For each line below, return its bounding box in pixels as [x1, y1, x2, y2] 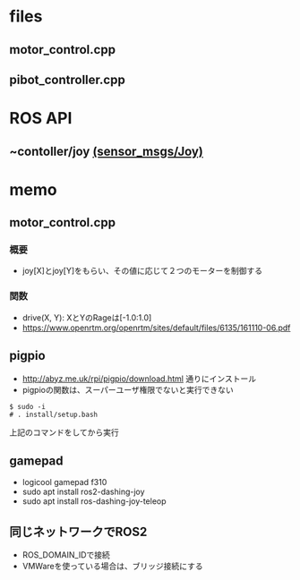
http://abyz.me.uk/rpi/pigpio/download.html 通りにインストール [21, 373, 257, 384]
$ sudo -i [9, 402, 47, 411]
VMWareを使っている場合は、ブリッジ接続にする [21, 561, 203, 572]
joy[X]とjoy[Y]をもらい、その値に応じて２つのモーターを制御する [21, 266, 263, 277]
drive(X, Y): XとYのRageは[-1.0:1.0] [21, 311, 152, 323]
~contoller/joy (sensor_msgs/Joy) [9, 143, 203, 158]
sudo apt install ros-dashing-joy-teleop [21, 496, 167, 507]
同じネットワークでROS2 [9, 524, 148, 539]
